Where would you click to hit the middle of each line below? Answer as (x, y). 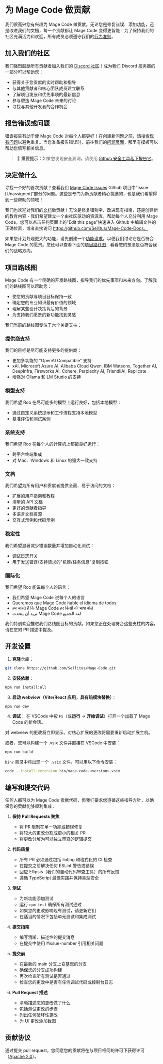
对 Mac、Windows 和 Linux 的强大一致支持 (55, 460)
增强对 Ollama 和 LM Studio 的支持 (46, 377)
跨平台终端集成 (27, 454)
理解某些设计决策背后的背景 (40, 309)
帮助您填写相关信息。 (26, 148)
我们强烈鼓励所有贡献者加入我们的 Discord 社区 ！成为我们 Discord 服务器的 (80, 66)
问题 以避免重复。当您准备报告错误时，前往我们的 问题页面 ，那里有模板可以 (83, 142)
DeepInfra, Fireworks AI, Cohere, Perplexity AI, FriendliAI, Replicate (79, 371)
